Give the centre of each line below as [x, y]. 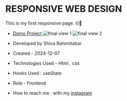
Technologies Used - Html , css [46, 63]
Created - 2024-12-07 [36, 53]
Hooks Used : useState [37, 73]
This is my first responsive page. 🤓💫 [44, 23]
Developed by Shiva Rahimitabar [47, 43]
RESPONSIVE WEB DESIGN [64, 9]
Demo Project [27, 33]
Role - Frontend [29, 83]
